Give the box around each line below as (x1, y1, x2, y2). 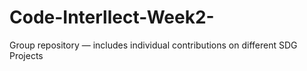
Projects (9, 49, 44, 61)
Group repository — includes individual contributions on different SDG (9, 39, 298, 51)
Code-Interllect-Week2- (9, 6, 215, 29)
